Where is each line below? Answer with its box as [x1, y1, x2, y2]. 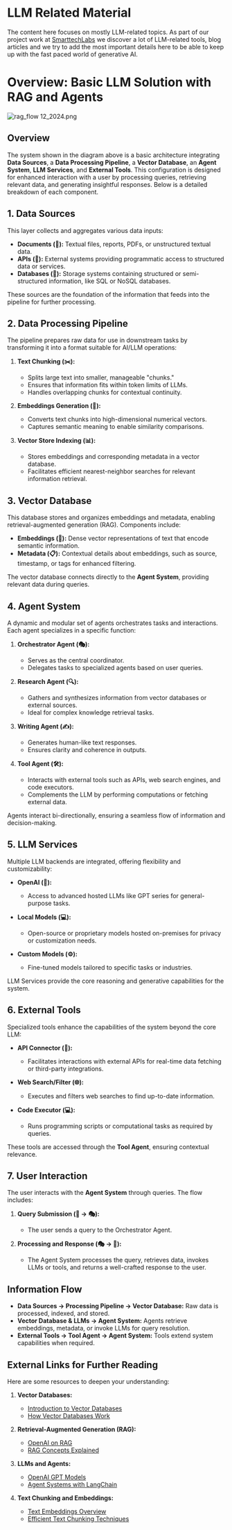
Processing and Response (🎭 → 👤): [17, 1239, 122, 1248]
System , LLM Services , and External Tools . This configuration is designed [7, 165, 221, 174]
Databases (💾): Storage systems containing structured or [17, 269, 181, 277]
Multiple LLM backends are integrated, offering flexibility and [7, 857, 181, 865]
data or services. [17, 262, 66, 270]
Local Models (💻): [17, 913, 71, 921]
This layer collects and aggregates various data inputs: [7, 226, 164, 234]
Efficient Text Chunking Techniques [27, 1515, 130, 1523]
